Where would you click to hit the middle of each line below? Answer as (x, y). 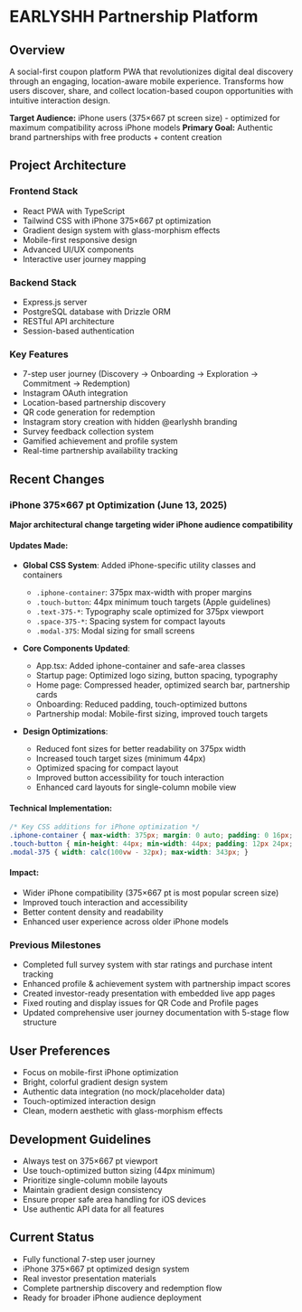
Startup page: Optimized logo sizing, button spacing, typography (157, 676)
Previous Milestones (55, 945)
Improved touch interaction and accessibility (105, 903)
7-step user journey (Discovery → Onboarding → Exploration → (141, 374)
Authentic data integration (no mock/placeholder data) (124, 1092)
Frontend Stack (44, 192)
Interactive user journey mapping (84, 258)
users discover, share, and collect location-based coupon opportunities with (151, 91)
